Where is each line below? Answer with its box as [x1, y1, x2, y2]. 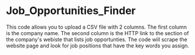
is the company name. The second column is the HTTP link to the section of [6, 29, 189, 36]
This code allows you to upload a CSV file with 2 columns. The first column [6, 23, 187, 30]
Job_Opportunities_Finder [6, 4, 136, 18]
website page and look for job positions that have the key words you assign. [6, 42, 189, 49]
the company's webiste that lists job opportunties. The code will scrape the [6, 36, 187, 43]
